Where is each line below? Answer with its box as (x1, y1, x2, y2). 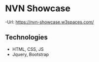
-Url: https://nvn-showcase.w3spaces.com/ (5, 19, 94, 25)
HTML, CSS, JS (12, 46, 44, 52)
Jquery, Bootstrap (12, 51, 49, 57)
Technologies (5, 33, 48, 41)
